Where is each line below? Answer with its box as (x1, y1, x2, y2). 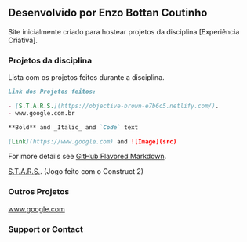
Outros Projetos (8, 186, 70, 197)
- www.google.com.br (8, 109, 76, 117)
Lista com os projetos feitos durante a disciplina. (8, 73, 165, 82)
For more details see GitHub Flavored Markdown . (8, 152, 167, 161)
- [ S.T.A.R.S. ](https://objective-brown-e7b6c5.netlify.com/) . (8, 102, 220, 110)
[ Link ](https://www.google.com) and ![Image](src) (8, 137, 177, 146)
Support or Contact (8, 223, 84, 234)
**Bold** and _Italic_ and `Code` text (8, 123, 139, 132)
